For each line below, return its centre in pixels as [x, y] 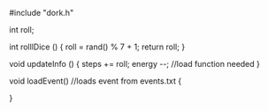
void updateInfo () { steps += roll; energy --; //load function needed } [135, 64]
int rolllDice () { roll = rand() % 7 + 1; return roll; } [97, 47]
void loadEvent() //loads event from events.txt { [96, 81]
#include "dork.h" [42, 13]
